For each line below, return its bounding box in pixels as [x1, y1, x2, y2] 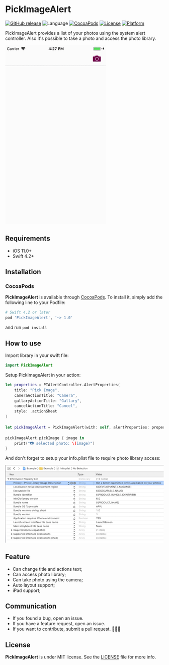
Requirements [5, 234, 50, 243]
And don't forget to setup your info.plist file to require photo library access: [5, 455, 161, 461]
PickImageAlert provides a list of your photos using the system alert [5, 30, 146, 36]
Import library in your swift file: [5, 352, 69, 358]
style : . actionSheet [14, 409, 57, 414]
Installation [5, 268, 41, 276]
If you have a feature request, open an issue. [12, 621, 106, 627]
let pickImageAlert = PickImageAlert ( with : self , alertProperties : [5, 425, 150, 430]
